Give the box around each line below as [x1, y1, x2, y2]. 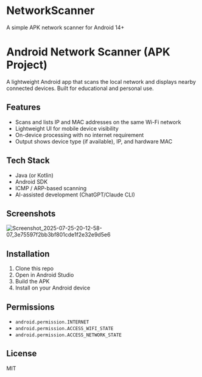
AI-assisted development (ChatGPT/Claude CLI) [15, 191, 136, 198]
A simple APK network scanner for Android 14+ [6, 24, 125, 31]
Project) [6, 58, 47, 72]
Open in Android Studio [15, 271, 74, 278]
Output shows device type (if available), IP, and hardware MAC [15, 137, 173, 145]
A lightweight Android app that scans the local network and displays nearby [6, 78, 197, 85]
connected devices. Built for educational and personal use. [6, 85, 154, 92]
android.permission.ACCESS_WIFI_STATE [15, 325, 114, 331]
